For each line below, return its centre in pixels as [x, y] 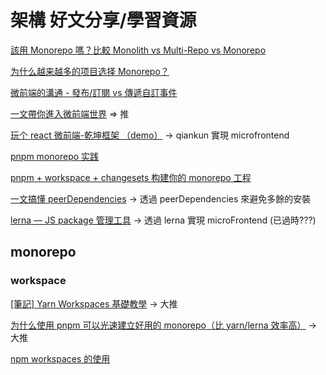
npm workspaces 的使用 [60, 358]
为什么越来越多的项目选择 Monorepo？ [90, 71]
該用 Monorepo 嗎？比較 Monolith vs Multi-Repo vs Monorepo [138, 50]
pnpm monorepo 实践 [55, 156]
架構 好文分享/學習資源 [103, 20]
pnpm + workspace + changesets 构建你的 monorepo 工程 [131, 177]
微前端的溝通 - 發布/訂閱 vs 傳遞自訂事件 [94, 92]
